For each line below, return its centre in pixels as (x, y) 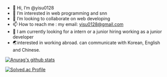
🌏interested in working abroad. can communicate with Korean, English (86, 43)
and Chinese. (26, 50)
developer (23, 37)
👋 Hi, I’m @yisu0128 (33, 8)
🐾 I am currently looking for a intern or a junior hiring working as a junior (87, 31)
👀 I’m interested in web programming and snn (60, 13)
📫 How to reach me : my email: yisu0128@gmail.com (68, 24)
